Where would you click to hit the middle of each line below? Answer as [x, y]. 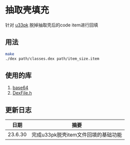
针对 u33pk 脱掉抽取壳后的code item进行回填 [52, 25]
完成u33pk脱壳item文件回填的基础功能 [77, 135]
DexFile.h [22, 93]
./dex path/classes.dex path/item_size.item [52, 59]
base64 [20, 88]
